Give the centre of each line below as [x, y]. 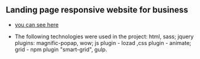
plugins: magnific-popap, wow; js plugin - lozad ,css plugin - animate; [103, 43]
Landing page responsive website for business [97, 10]
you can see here [37, 24]
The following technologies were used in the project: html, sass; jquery [104, 36]
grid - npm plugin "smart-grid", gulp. [61, 49]
